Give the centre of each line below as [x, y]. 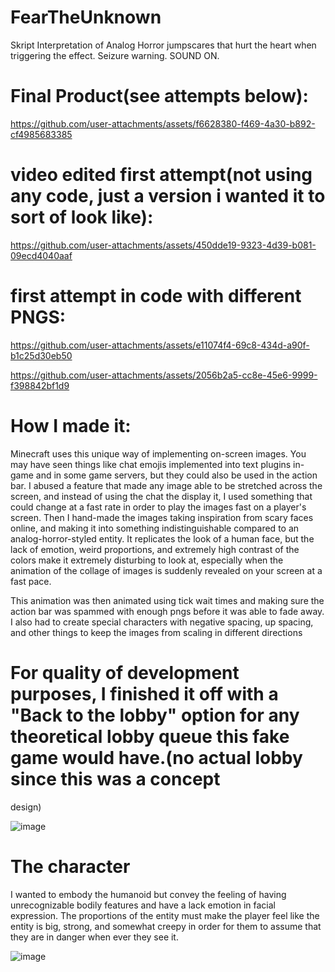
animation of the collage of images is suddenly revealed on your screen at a [166, 570]
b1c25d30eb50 [41, 355]
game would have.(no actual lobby [156, 757]
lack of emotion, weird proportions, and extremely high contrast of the [155, 549]
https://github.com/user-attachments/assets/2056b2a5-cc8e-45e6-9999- [164, 375]
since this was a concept [115, 778]
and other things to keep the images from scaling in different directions [156, 632]
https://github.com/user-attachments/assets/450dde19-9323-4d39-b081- [163, 245]
